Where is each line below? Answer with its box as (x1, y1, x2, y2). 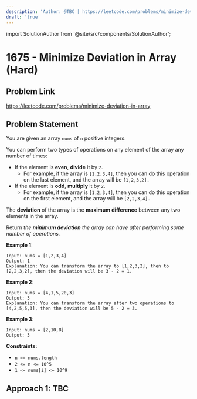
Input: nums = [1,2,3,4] (6, 253, 67, 259)
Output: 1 (6, 258, 30, 264)
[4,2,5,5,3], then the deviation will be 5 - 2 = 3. (6, 306, 138, 311)
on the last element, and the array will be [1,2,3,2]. (23, 176, 150, 183)
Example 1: (6, 242, 33, 249)
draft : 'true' (6, 14, 41, 20)
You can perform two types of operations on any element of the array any (6, 146, 184, 153)
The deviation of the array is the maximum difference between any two (6, 206, 181, 213)
